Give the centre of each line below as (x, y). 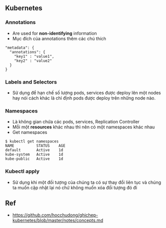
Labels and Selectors (31, 82)
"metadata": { (20, 48)
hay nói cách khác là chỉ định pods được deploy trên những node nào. (84, 98)
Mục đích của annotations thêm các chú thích (59, 38)
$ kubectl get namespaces (32, 141)
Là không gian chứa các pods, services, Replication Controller (76, 122)
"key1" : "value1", (34, 56)
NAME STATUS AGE (35, 146)
